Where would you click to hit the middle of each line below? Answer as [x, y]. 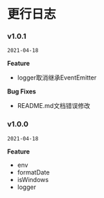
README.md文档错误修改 [53, 106]
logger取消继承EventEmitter [57, 78]
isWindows [33, 179]
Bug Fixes [22, 91]
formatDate [33, 172]
